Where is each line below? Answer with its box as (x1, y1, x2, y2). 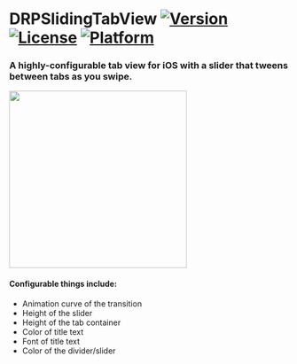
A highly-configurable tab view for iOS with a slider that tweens (9, 59, 288, 72)
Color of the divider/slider (21, 345, 116, 356)
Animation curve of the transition (21, 298, 143, 309)
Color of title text (21, 326, 84, 337)
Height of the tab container (21, 317, 121, 328)
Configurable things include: (9, 279, 118, 290)
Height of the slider (21, 307, 93, 318)
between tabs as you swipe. (9, 71, 133, 83)
